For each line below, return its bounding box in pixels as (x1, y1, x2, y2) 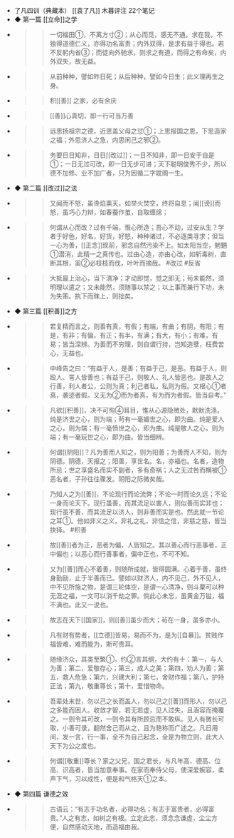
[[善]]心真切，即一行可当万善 (49, 111, 134, 120)
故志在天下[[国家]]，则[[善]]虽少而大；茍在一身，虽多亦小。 (49, 616, 224, 624)
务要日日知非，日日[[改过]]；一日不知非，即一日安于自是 (49, 151, 215, 159)
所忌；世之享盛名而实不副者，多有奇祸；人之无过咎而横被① (49, 466, 227, 474)
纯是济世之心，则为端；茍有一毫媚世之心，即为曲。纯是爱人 (49, 415, 225, 423)
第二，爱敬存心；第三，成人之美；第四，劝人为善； (68, 664, 218, 672)
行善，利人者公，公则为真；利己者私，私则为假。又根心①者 (49, 382, 227, 390)
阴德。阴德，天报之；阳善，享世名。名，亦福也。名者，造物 (49, 457, 225, 465)
